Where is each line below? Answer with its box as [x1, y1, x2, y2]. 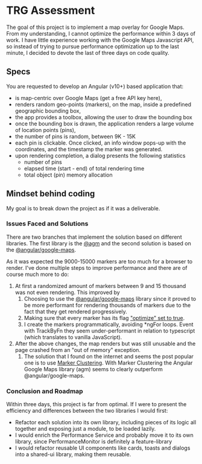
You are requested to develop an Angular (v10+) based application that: [6, 83, 184, 90]
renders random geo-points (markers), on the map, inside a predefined [14, 101, 192, 108]
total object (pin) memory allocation [24, 171, 113, 178]
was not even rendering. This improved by [14, 289, 121, 296]
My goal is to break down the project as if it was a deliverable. [6, 204, 160, 212]
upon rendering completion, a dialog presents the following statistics [14, 152, 186, 159]
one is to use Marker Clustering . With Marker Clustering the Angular [24, 359, 193, 366]
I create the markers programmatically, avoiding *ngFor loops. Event [24, 321, 194, 328]
